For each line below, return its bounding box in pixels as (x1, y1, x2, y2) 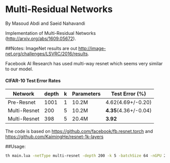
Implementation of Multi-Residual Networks (5, 30, 96, 36)
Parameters (72, 90, 101, 97)
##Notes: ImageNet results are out (5, 45, 77, 51)
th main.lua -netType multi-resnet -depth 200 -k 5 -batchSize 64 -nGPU (5, 153, 162, 158)
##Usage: (5, 143, 26, 150)
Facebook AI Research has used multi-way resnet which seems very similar (5, 60, 163, 66)
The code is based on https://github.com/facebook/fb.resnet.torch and (5, 128, 153, 135)
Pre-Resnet (8, 99, 36, 106)
